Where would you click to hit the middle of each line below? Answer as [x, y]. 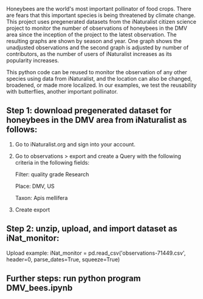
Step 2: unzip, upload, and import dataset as [92, 229]
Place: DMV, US [35, 186]
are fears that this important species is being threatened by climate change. [101, 15]
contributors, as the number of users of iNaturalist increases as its [89, 54]
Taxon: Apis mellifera [41, 198]
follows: [22, 130]
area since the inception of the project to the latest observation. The [91, 35]
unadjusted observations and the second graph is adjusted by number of [98, 47]
